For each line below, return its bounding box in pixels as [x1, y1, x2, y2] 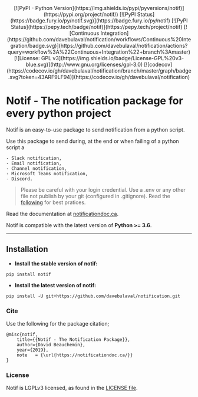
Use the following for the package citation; [6, 320, 110, 327]
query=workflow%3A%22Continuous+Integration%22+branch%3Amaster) [8, 48, 190, 55]
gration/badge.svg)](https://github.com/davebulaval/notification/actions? [10, 42, 188, 49]
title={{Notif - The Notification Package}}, [16, 337, 131, 343]
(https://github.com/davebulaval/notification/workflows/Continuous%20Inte [6, 36, 192, 42]
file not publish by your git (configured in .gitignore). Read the [20, 192, 171, 199]
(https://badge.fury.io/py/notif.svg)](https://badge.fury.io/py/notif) [10, 17, 171, 24]
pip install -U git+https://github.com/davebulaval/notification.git [6, 293, 181, 299]
